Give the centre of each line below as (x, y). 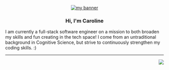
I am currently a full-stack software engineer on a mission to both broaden (82, 32)
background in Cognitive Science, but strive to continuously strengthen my (83, 42)
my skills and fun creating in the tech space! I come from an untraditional (81, 37)
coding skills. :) (21, 48)
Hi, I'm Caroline (84, 21)
